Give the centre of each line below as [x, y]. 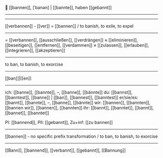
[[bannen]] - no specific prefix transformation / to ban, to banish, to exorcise [81, 136]
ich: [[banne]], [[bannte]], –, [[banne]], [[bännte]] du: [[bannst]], [69, 92]
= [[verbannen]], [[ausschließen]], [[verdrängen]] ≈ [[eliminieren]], [72, 40]
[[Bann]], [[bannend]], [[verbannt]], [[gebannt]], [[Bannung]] [65, 150]
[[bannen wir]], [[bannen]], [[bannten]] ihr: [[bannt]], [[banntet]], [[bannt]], [80, 108]
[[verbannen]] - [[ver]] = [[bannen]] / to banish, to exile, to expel [69, 26]
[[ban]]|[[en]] [18, 78]
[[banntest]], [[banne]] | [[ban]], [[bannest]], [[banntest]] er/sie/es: [72, 97]
